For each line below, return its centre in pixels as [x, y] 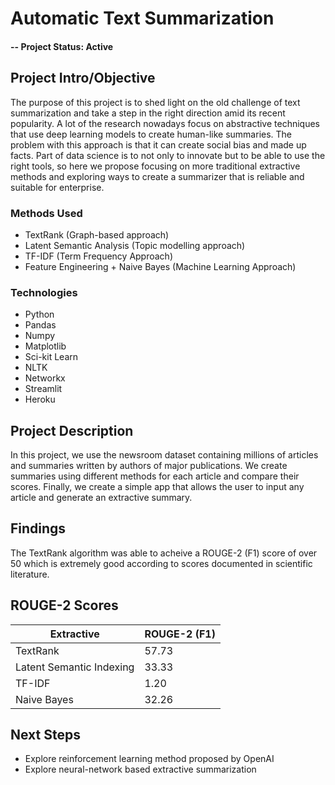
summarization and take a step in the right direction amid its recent [148, 113]
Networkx [45, 378]
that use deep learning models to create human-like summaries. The [151, 134]
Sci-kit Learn [51, 357]
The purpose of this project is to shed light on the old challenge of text [155, 102]
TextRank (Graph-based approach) [97, 234]
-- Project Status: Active [62, 46]
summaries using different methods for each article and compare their [155, 476]
